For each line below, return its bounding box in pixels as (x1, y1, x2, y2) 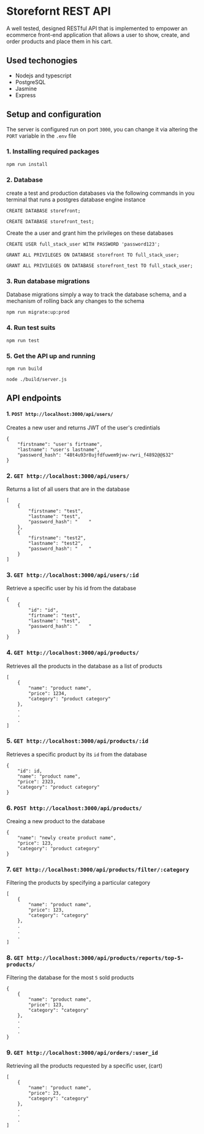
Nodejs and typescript (15, 72, 72, 79)
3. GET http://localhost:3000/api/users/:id (6, 570, 139, 579)
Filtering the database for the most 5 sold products (6, 974, 134, 981)
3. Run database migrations (6, 277, 90, 286)
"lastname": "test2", (28, 540, 84, 546)
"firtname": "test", (28, 612, 81, 619)
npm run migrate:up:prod (6, 309, 70, 316)
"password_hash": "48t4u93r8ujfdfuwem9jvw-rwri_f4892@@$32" (17, 452, 174, 458)
